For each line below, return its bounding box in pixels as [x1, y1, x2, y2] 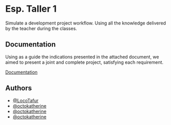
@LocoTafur [12, 97, 39, 104]
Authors [5, 84, 32, 92]
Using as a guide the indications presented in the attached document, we [5, 54, 159, 60]
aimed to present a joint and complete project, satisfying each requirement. [5, 59, 164, 65]
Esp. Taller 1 [5, 3, 57, 15]
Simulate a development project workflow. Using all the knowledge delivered [5, 20, 166, 26]
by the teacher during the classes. [5, 25, 78, 31]
